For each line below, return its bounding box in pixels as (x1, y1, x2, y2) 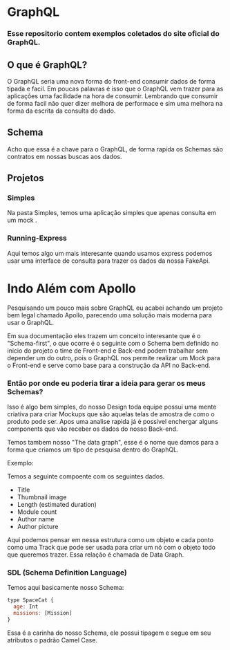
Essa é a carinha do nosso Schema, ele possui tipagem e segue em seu (7, 629, 211, 637)
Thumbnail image (17, 492, 67, 501)
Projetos (7, 172, 44, 184)
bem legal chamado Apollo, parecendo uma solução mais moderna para (7, 310, 212, 319)
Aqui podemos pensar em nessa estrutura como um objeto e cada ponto (7, 535, 214, 544)
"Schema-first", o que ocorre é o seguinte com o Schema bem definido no (7, 339, 219, 347)
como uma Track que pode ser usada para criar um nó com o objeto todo (7, 543, 216, 551)
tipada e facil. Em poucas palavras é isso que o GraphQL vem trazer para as (7, 84, 224, 93)
